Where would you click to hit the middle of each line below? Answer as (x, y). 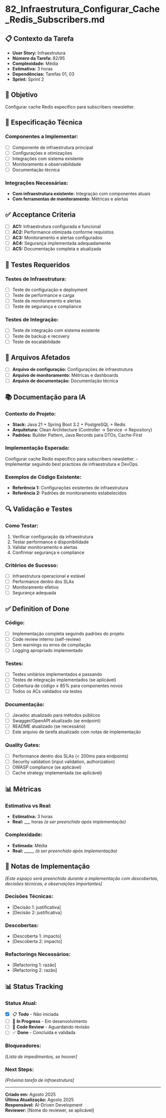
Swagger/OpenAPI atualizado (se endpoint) (57, 721)
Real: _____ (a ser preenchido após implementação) (65, 851)
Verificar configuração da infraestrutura (53, 536)
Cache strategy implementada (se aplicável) (57, 772)
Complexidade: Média (35, 63)
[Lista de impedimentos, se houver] (41, 1057)
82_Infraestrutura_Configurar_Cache (83, 9)
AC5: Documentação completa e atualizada (57, 249)
